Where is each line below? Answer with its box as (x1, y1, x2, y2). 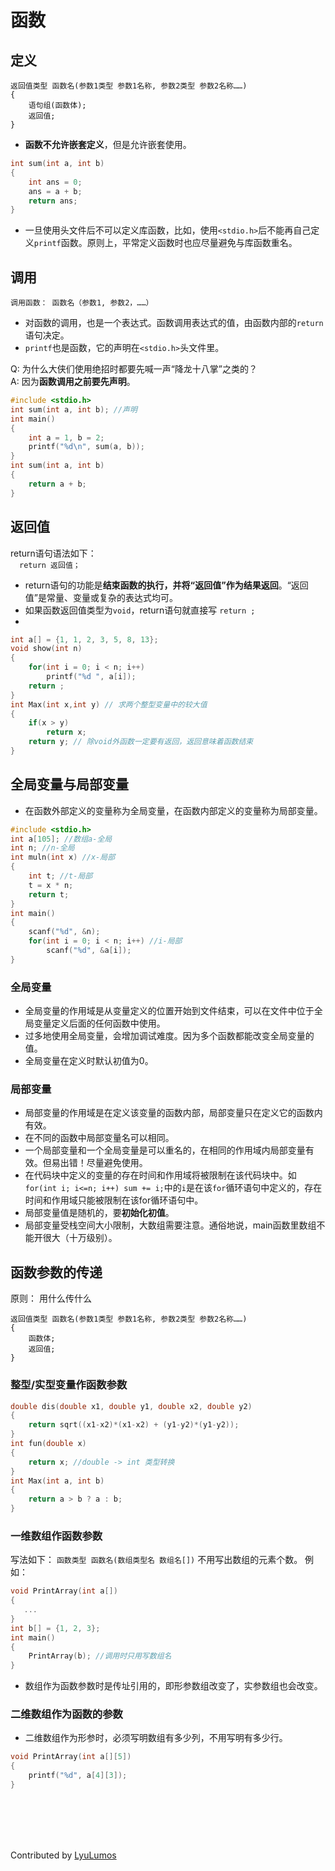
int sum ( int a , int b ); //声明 (10, 404, 138, 415)
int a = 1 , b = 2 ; (28, 432, 105, 443)
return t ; (28, 889, 70, 900)
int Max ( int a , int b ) (10, 1476, 105, 1486)
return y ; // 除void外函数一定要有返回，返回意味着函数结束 (28, 737, 254, 747)
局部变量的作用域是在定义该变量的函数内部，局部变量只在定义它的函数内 (24, 1107, 323, 1119)
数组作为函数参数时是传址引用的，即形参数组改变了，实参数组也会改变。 (24, 1680, 323, 1692)
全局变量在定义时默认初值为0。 (24, 1055, 154, 1067)
